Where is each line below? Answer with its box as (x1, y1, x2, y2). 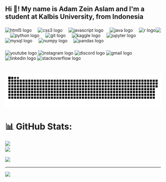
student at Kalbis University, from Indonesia (5, 13, 144, 21)
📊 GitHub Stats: (5, 121, 73, 132)
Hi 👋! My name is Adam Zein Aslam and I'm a (5, 5, 145, 13)
